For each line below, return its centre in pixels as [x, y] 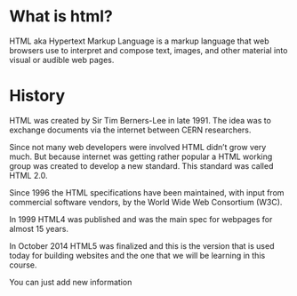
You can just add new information [71, 282]
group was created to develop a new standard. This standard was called [141, 165]
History [37, 96]
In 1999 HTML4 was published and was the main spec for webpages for [141, 219]
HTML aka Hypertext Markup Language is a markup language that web [139, 41]
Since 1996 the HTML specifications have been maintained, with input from [147, 192]
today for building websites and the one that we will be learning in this [137, 255]
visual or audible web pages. [62, 60]
